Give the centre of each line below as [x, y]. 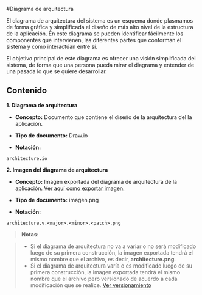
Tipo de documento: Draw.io [51, 135]
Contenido [27, 91]
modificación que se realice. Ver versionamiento [91, 285]
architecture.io [27, 158]
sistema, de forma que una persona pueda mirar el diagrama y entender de [100, 65]
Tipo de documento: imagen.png [57, 200]
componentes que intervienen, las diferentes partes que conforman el [94, 40]
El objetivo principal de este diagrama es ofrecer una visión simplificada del [101, 58]
